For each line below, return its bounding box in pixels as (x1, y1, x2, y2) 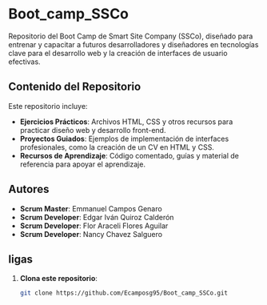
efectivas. (8, 57, 42, 66)
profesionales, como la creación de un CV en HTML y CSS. (19, 142, 214, 152)
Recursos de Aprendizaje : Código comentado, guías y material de (19, 150, 240, 160)
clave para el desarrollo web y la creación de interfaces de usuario (8, 48, 228, 58)
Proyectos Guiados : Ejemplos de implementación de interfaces (19, 134, 229, 143)
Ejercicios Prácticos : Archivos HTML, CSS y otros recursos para (19, 117, 233, 126)
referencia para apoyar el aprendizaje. (19, 159, 146, 169)
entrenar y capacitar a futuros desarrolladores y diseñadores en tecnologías (8, 39, 259, 49)
